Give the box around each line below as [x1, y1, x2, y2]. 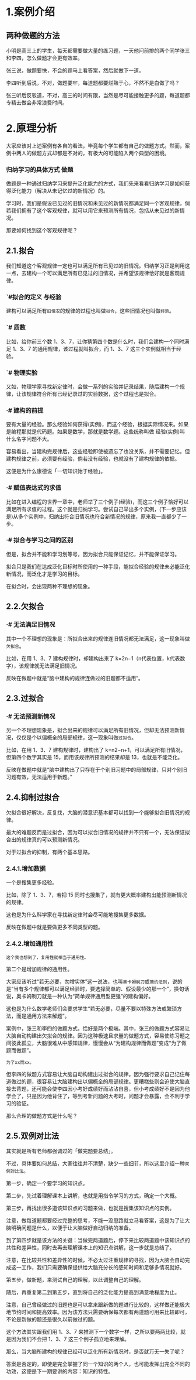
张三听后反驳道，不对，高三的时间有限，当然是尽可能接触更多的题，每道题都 [6, 92, 190, 98]
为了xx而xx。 [6, 1059, 34, 1066]
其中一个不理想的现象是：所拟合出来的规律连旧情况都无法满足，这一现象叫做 [6, 635, 190, 642]
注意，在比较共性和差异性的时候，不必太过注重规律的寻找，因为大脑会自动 [6, 1256, 185, 1263]
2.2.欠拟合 [6, 601, 44, 612]
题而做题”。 [6, 1046, 34, 1054]
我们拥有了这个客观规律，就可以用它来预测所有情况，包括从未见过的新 [10, 207, 180, 214]
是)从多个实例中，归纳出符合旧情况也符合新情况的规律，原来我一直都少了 [6, 513, 182, 520]
